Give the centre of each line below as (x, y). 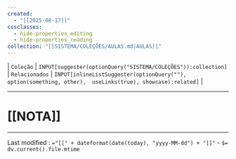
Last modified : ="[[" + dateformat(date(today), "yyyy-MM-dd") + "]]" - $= (118, 142)
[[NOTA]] (34, 116)
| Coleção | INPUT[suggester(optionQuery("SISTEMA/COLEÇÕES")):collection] (117, 66)
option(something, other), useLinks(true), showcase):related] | (105, 81)
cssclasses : (25, 27)
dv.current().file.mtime (44, 149)
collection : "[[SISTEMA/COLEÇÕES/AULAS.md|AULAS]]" (84, 46)
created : (20, 14)
